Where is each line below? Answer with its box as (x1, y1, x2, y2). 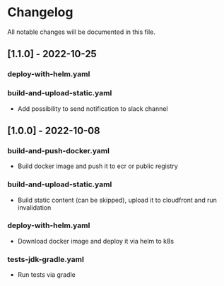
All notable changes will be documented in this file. (7, 28, 155, 36)
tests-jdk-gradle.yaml (7, 254, 85, 264)
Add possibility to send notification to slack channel (17, 104, 168, 113)
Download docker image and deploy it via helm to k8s (17, 237, 175, 245)
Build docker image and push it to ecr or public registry (17, 162, 178, 170)
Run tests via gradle (17, 270, 76, 279)
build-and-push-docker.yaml (7, 145, 110, 155)
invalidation (17, 203, 52, 212)
